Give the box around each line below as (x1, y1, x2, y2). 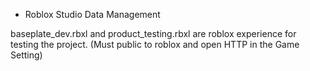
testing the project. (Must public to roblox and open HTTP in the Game (10, 39, 300, 50)
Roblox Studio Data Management (24, 9, 161, 20)
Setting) (10, 49, 43, 61)
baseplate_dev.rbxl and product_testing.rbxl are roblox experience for (10, 28, 297, 39)
